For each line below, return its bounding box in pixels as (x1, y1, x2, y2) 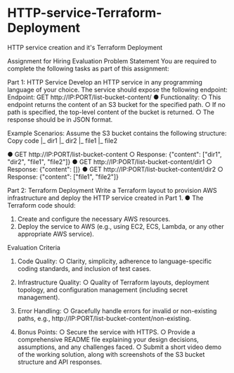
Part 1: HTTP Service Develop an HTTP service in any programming (7, 77, 202, 86)
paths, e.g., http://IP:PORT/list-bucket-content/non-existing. (17, 314, 191, 322)
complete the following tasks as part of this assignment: (7, 64, 169, 72)
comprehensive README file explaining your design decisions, (17, 335, 199, 343)
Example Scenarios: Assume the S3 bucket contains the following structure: (7, 129, 227, 137)
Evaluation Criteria (7, 243, 61, 251)
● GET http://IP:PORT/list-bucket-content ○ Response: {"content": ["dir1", (7, 150, 223, 158)
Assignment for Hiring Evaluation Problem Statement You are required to (7, 56, 216, 65)
